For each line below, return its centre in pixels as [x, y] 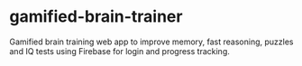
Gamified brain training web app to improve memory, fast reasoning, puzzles [151, 42]
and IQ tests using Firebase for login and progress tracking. [119, 51]
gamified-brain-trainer [96, 17]
